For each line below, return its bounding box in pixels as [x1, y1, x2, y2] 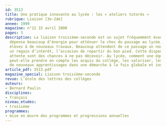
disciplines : [5, 90, 32, 95]
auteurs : [5, 81, 23, 86]
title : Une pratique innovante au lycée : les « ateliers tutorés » [5, 12, 149, 17]
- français [5, 95, 28, 100]
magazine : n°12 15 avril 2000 [5, 26, 68, 31]
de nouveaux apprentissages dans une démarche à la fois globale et [9, 63, 154, 67]
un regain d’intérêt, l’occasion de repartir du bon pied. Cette [9, 49, 147, 54]
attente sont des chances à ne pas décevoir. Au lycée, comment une [9, 53, 154, 59]
